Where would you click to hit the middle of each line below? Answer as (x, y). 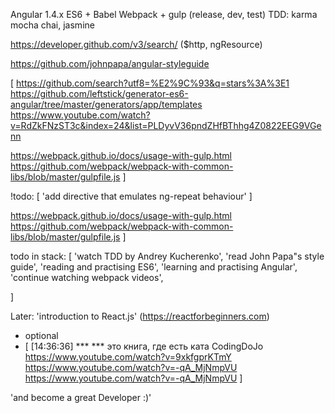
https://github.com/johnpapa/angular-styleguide (110, 63)
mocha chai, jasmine (52, 25)
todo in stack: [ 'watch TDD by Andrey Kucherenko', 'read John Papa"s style (167, 256)
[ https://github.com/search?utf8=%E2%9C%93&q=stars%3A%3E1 (150, 83)
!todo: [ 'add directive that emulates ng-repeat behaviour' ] (131, 196)
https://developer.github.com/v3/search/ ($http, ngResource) (136, 44)
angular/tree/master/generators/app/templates (106, 104)
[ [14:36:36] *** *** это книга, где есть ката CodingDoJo (144, 346)
